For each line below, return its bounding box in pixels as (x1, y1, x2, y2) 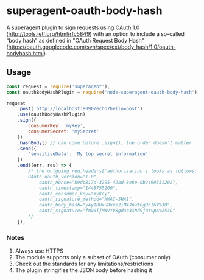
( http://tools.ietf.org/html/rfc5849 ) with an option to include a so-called (6, 30, 185, 37)
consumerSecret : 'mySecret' (28, 128, 99, 135)
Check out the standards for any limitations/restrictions (15, 260, 153, 268)
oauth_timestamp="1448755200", (38, 185, 119, 191)
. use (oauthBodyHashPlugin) (17, 111, 86, 117)
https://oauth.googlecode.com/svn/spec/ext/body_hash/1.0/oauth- (8, 43, 176, 51)
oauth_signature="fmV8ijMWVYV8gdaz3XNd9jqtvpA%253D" (38, 208, 175, 214)
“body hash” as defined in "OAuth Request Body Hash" (6, 37, 145, 44)
